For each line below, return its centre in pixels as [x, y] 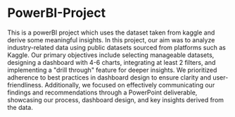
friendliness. [25, 85]
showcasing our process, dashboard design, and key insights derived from [115, 99]
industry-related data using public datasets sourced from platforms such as [117, 47]
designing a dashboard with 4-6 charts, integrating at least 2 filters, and [112, 62]
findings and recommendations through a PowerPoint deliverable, [102, 92]
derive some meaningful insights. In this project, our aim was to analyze [111, 39]
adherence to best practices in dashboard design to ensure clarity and [109, 77]
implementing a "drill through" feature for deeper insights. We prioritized [112, 70]
